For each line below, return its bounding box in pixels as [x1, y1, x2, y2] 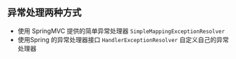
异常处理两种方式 [7, 6, 82, 19]
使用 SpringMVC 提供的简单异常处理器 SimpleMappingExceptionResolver [17, 27, 225, 35]
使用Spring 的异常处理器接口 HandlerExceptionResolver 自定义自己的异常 [17, 35, 229, 44]
